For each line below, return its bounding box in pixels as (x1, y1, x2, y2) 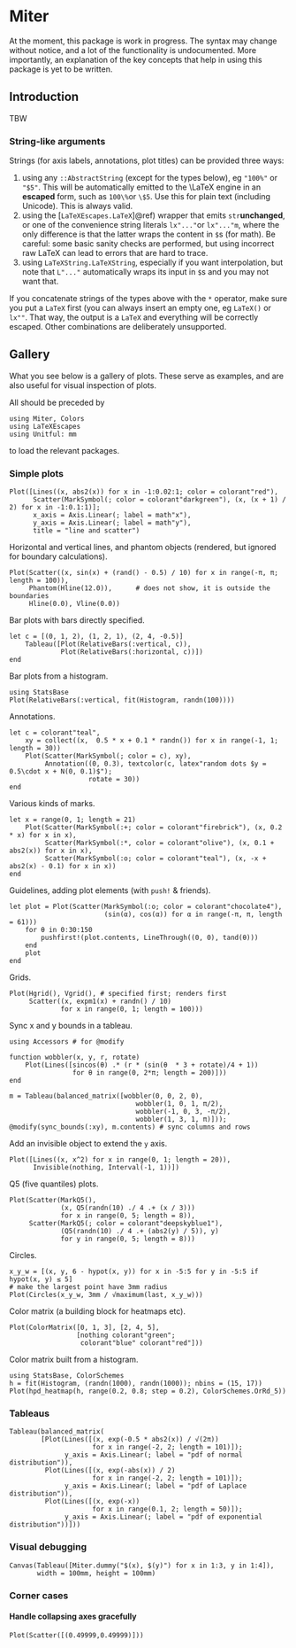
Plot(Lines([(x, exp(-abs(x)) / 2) (44, 1466, 176, 1475)
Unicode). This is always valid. (21, 201, 133, 212)
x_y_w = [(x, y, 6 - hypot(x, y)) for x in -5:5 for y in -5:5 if (9, 1267, 259, 1277)
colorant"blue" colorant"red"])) (80, 1339, 203, 1348)
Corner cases (9, 1589, 69, 1601)
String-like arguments (9, 135, 106, 147)
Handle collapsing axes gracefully (9, 1611, 137, 1622)
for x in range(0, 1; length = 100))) (60, 1005, 203, 1014)
